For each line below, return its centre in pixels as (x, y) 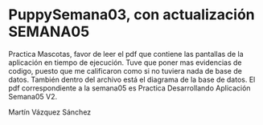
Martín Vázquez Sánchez (50, 112)
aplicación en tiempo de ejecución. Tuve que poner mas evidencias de (125, 62)
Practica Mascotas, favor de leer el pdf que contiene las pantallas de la (126, 54)
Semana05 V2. (33, 96)
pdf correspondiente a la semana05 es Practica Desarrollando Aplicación (129, 88)
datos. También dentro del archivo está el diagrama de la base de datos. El (132, 79)
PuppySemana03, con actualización (131, 15)
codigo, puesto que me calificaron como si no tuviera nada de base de (125, 71)
